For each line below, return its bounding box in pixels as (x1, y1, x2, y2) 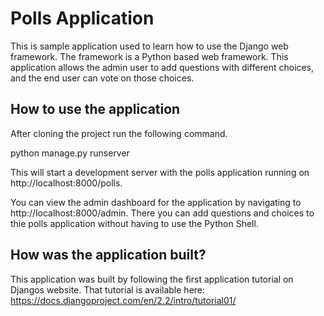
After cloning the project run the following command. (10, 127, 228, 139)
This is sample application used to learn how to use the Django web (10, 40, 289, 52)
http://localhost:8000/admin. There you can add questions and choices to (10, 207, 315, 219)
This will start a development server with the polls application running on (10, 166, 310, 178)
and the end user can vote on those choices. (10, 72, 195, 84)
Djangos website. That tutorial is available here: (10, 283, 206, 296)
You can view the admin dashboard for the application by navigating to (10, 196, 302, 208)
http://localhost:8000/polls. (10, 177, 123, 189)
